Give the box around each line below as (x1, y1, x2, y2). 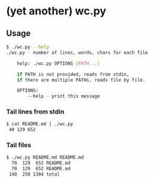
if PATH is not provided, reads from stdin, (17, 71, 130, 77)
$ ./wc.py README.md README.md (6, 154, 84, 160)
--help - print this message (27, 93, 100, 100)
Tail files (6, 141, 32, 150)
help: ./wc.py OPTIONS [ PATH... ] (17, 60, 100, 67)
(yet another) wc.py (6, 4, 106, 18)
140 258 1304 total (8, 171, 60, 178)
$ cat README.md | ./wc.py (6, 121, 73, 127)
